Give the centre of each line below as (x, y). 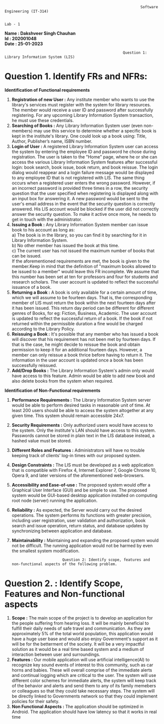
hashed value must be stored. (42, 440)
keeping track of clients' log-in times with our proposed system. (76, 455)
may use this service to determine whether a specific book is (95, 130)
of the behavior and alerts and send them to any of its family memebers (84, 685)
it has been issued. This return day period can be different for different (83, 308)
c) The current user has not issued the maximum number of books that (83, 251)
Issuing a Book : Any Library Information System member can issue (80, 224)
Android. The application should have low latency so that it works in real (84, 712)
